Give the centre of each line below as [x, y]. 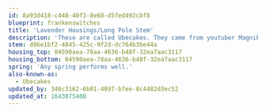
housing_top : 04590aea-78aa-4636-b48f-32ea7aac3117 [95, 52]
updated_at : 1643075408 [47, 96]
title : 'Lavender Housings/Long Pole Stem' [81, 30]
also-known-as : [33, 74]
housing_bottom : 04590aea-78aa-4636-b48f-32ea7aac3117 [101, 60]
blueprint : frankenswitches [55, 23]
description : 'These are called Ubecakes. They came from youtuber [122, 37]
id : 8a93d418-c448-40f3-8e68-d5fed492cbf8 [79, 15]
